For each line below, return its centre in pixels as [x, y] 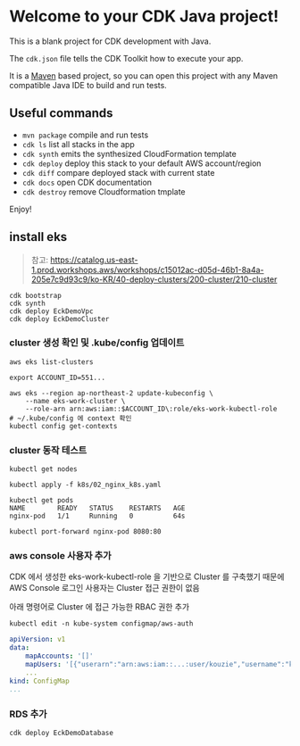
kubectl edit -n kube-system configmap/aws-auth [101, 624]
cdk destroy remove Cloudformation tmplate [104, 191]
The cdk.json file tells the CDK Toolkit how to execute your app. [126, 58]
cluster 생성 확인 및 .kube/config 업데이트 [97, 343]
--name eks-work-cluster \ [75, 401]
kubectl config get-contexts [63, 426]
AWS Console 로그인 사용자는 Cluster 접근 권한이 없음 [104, 588]
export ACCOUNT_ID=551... [57, 377]
